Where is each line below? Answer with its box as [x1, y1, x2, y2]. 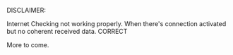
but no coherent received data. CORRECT [6, 28, 128, 35]
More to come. [6, 41, 49, 49]
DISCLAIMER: [6, 6, 47, 14]
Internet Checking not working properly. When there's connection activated [6, 20, 227, 28]
